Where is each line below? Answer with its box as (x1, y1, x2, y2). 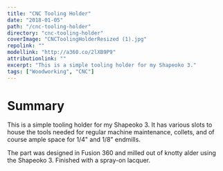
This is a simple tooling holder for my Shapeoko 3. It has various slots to (7, 120, 213, 129)
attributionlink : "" (7, 55, 67, 62)
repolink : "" (7, 42, 45, 49)
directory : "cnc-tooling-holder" (7, 29, 104, 37)
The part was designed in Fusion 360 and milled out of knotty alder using (7, 149, 216, 157)
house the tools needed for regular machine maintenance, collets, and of (7, 128, 215, 136)
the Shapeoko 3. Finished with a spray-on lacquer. (7, 156, 151, 165)
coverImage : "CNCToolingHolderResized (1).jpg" (7, 36, 148, 43)
